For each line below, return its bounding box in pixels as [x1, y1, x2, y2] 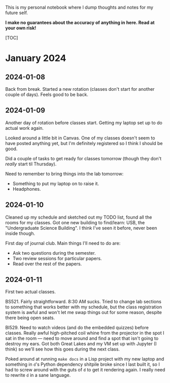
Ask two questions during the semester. [12, 250, 96, 256]
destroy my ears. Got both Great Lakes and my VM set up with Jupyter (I [5, 341, 157, 347]
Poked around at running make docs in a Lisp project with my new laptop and [5, 356, 164, 362]
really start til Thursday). [5, 161, 57, 167]
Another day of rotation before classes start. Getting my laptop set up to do [5, 119, 162, 126]
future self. [5, 10, 28, 16]
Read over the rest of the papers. [12, 261, 82, 267]
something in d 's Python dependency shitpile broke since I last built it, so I [5, 361, 160, 367]
